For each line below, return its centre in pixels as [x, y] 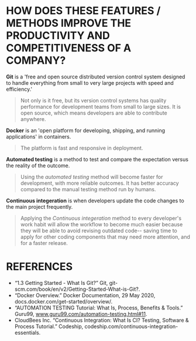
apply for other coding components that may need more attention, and [105, 237]
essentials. [27, 332]
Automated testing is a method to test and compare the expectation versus [97, 159]
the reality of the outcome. [38, 166]
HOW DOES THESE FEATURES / [83, 11]
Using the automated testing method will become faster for [92, 177]
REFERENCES [39, 267]
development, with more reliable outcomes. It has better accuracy [100, 183]
